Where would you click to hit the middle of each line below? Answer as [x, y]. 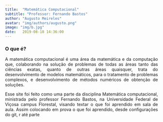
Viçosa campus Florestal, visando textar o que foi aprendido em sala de [81, 105]
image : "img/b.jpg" [25, 27]
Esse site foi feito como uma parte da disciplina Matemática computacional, [81, 94]
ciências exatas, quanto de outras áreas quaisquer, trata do [81, 69]
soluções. [15, 85]
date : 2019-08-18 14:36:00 [34, 32]
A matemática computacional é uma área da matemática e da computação [81, 59]
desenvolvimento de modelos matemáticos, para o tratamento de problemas [81, 75]
